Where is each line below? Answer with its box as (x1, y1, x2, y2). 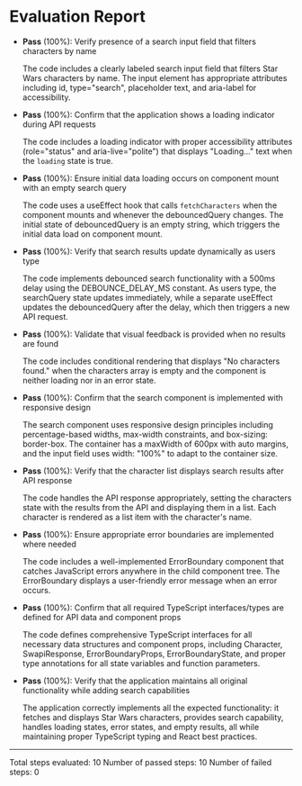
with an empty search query (22, 182, 128, 193)
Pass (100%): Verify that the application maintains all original (22, 675, 248, 686)
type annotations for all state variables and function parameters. (22, 657, 261, 668)
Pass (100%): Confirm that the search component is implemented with (22, 392, 283, 402)
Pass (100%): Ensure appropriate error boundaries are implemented (22, 529, 274, 539)
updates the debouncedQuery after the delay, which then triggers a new (22, 302, 290, 312)
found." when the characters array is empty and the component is (22, 365, 267, 375)
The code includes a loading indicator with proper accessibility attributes (22, 136, 293, 147)
